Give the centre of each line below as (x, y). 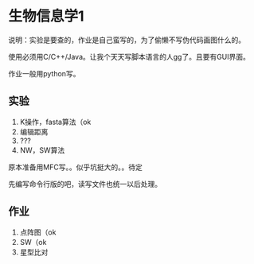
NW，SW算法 (42, 150)
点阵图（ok (38, 232)
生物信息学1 (47, 16)
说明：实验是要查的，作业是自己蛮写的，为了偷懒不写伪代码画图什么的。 (127, 40)
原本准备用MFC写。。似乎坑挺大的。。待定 (76, 167)
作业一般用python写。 (44, 73)
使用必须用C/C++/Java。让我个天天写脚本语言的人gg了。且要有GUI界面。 (129, 56)
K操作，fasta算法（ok (55, 122)
